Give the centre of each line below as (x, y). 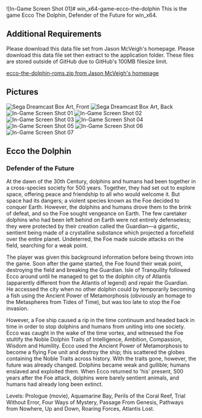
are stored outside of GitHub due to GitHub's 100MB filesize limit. (87, 61)
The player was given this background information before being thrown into (100, 257)
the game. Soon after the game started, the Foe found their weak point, (94, 264)
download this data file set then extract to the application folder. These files (100, 55)
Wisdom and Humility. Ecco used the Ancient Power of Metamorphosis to (97, 346)
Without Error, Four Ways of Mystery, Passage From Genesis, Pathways (95, 402)
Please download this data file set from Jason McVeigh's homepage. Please (100, 48)
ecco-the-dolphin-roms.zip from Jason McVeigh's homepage (83, 73)
